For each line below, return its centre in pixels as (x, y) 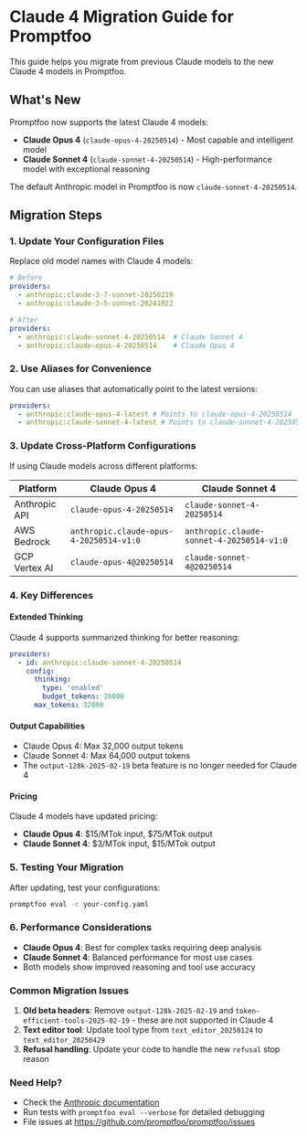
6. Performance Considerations (81, 928)
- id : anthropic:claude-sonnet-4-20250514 (100, 663)
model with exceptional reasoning (86, 169)
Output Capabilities (47, 726)
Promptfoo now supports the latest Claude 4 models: (109, 122)
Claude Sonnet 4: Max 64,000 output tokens (106, 756)
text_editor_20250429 (64, 1040)
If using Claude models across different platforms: (104, 466)
